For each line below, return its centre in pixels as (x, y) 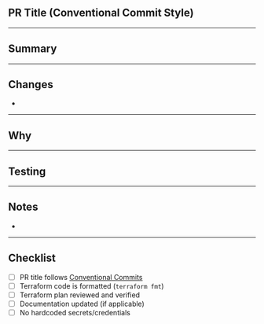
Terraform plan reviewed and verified (79, 295)
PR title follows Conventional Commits (81, 277)
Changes (31, 85)
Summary (33, 49)
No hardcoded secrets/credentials (75, 312)
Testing (27, 171)
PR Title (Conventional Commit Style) (101, 13)
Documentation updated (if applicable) (82, 304)
